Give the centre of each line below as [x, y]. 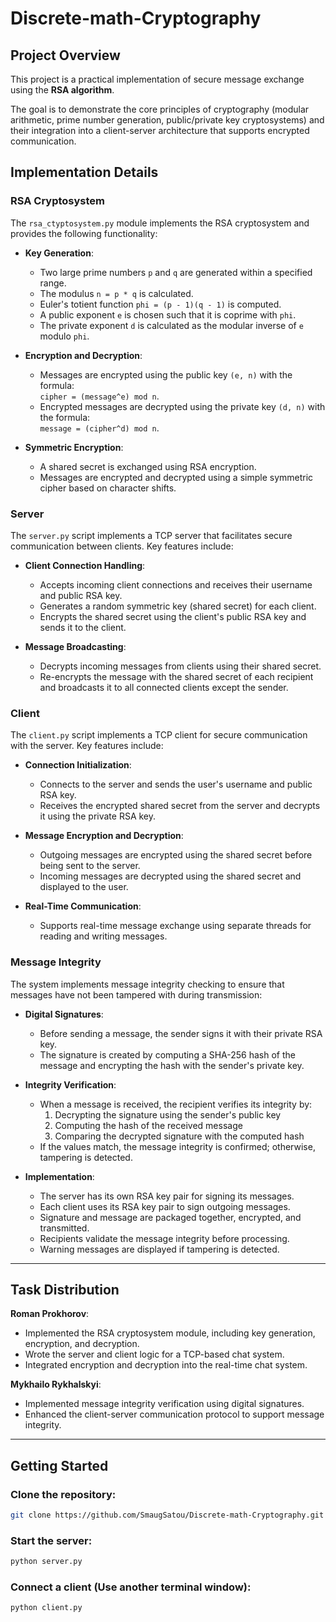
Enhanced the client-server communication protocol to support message [174, 1414]
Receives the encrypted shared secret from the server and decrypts [180, 806]
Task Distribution [65, 1289]
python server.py [46, 1562]
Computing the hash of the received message [148, 1125]
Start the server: [51, 1540]
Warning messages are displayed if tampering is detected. [159, 1249]
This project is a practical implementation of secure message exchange [157, 79]
